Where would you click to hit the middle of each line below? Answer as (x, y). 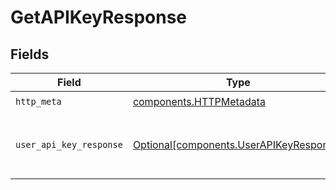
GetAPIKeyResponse (99, 17)
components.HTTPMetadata (199, 101)
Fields (30, 54)
